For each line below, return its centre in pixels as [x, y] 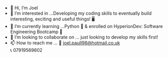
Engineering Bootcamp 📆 [36, 32]
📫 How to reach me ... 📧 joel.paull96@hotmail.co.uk [65, 43]
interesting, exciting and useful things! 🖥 [52, 19]
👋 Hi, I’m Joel [24, 8]
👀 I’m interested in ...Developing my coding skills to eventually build [81, 13]
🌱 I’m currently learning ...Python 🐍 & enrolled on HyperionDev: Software [87, 26]
